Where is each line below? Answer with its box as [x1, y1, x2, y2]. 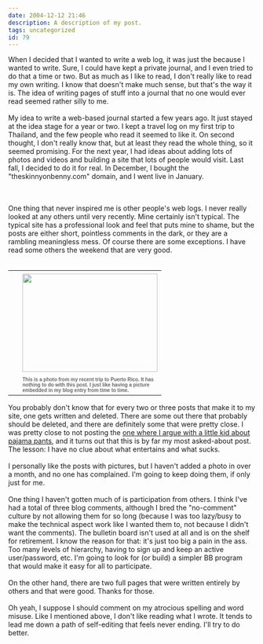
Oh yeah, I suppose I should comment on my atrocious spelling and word [8, 603, 244, 613]
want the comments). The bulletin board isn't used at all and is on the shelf [8, 528, 250, 538]
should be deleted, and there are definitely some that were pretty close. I [8, 419, 243, 429]
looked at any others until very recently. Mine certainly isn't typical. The [8, 212, 239, 221]
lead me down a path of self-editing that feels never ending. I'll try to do [8, 620, 241, 629]
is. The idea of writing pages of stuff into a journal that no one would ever [8, 88, 246, 98]
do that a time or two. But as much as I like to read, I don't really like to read [8, 71, 253, 81]
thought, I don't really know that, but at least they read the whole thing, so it [8, 138, 254, 148]
